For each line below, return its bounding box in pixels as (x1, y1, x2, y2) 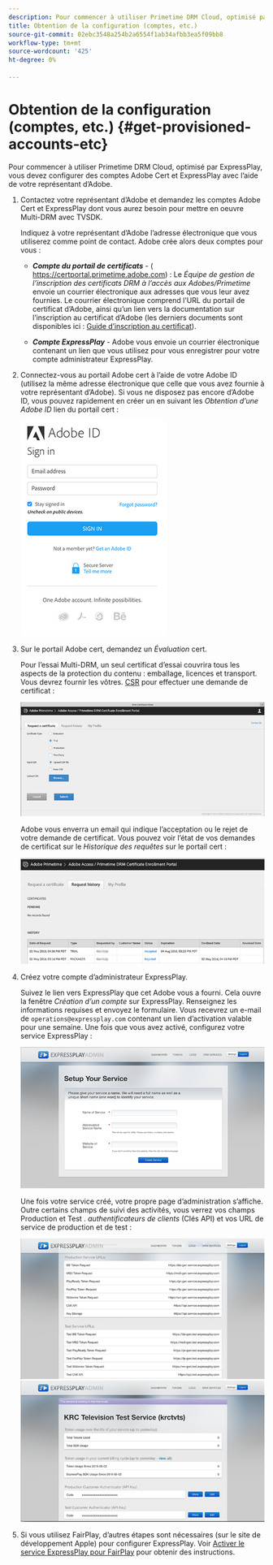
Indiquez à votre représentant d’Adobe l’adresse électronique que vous (19, 227, 258, 237)
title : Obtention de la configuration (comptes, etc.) (8, 21, 198, 30)
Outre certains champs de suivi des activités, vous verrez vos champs (19, 1204, 256, 1214)
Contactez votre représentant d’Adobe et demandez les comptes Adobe (19, 195, 262, 205)
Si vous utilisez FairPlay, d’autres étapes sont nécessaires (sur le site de (19, 1529, 262, 1539)
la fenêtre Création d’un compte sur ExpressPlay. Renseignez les (19, 996, 237, 1006)
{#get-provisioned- (117, 118, 252, 136)
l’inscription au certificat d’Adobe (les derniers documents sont (32, 313, 243, 322)
